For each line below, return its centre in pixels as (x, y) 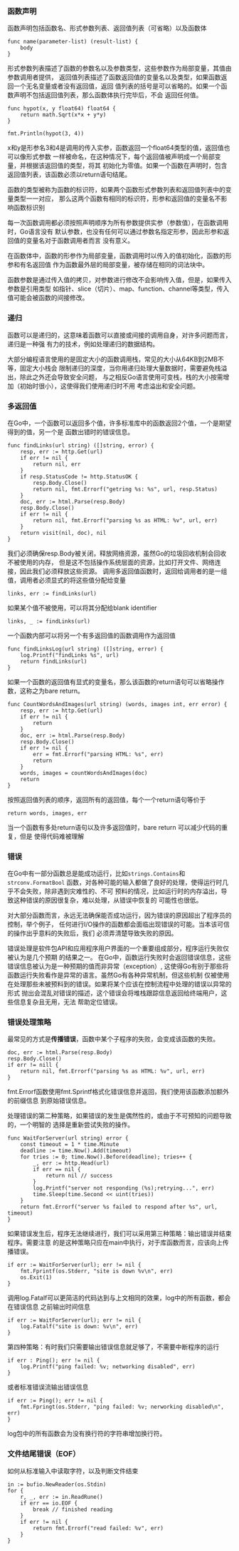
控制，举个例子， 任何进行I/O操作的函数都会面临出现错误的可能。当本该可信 (118, 924)
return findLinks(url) (54, 661)
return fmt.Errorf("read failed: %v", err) (98, 1528)
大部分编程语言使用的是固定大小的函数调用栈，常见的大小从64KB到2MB (113, 359)
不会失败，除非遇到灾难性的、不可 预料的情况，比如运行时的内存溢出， (117, 891)
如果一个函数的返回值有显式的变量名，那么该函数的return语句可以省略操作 (116, 682)
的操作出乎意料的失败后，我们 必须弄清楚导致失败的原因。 (92, 933)
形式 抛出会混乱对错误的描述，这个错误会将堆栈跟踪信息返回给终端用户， (114, 993)
